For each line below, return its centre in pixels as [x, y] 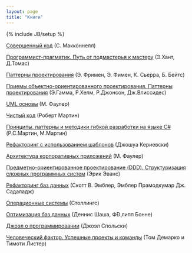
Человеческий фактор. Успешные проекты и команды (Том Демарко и [95, 237]
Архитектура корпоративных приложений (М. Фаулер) [75, 156]
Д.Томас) [18, 63]
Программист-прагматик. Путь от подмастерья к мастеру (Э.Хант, [90, 57]
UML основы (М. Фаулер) [38, 103]
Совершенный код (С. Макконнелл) [51, 46]
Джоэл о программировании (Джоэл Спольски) [67, 226]
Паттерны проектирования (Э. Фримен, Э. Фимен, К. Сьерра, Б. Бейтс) [95, 74]
